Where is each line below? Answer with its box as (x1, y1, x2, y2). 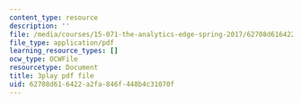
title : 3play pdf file (9, 72, 94, 81)
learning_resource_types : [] (9, 47, 119, 56)
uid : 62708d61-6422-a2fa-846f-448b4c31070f (9, 80, 175, 89)
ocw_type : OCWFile (9, 55, 78, 64)
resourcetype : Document (9, 64, 99, 73)
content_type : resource (9, 13, 99, 22)
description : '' (9, 21, 70, 30)
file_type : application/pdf (9, 38, 115, 47)
